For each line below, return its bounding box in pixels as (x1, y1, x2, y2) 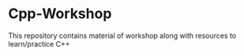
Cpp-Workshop (8, 5, 112, 23)
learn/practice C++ (8, 39, 70, 48)
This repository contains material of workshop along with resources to (8, 31, 237, 40)
